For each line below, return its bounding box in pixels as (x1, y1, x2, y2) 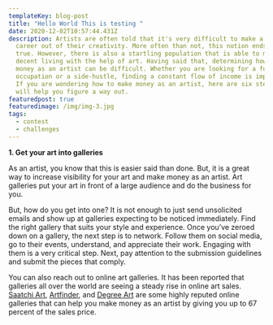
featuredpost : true (8, 95, 75, 103)
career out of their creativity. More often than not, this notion (15, 42, 249, 50)
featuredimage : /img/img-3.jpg (8, 102, 115, 110)
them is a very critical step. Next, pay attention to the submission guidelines (8, 248, 262, 258)
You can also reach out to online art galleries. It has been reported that (8, 272, 245, 282)
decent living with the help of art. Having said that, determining (15, 58, 253, 66)
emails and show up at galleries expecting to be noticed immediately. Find (8, 213, 256, 223)
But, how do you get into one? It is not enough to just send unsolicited (8, 205, 242, 214)
